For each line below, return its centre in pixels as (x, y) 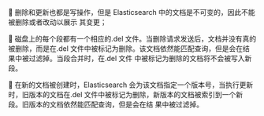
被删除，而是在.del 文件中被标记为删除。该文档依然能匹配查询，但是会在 (126, 49)
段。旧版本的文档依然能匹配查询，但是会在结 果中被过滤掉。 (106, 104)
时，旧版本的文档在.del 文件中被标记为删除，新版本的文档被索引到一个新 (126, 94)
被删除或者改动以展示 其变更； (58, 22)
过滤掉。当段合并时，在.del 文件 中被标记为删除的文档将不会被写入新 (140, 58)
